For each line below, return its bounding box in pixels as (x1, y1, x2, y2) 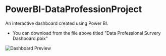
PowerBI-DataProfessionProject (5, 4, 142, 15)
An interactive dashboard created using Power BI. (5, 20, 108, 26)
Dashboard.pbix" (12, 35, 48, 41)
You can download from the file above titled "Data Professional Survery (12, 30, 161, 36)
